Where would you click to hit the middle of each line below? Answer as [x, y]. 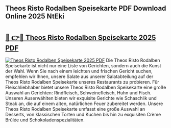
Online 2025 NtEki [35, 17]
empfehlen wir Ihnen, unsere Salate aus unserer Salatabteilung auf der [79, 76]
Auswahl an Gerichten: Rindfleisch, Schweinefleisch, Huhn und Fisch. [78, 93]
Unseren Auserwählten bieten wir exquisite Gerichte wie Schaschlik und [81, 98]
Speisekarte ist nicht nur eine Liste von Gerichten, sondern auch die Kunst [83, 66]
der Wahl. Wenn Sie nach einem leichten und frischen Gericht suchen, [79, 71]
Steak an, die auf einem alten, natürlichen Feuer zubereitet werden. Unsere [84, 104]
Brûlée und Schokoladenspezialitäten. [45, 120]
